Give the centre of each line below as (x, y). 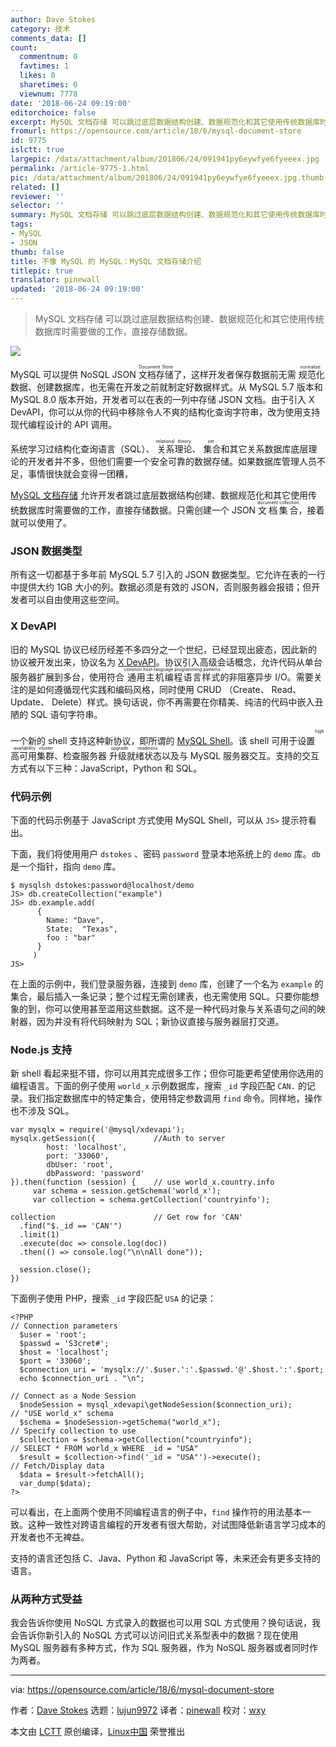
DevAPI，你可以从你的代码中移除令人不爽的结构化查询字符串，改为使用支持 (165, 412)
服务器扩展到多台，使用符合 (67, 677)
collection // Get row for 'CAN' (127, 1217)
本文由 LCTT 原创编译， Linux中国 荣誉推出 (98, 1732)
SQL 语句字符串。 (66, 714)
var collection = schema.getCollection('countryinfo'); (151, 1200)
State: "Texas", (82, 929)
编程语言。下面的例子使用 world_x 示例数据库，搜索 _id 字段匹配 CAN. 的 (158, 1086)
